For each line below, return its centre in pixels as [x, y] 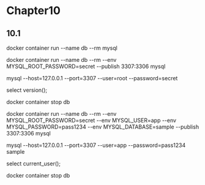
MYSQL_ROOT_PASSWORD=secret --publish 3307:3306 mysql [86, 66]
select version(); [27, 90]
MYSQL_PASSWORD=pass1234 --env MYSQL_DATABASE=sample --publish [103, 127]
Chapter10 [34, 11]
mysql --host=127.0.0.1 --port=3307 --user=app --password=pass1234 [96, 145]
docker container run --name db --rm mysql [62, 48]
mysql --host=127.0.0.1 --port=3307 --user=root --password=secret [92, 78]
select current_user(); [34, 164]
